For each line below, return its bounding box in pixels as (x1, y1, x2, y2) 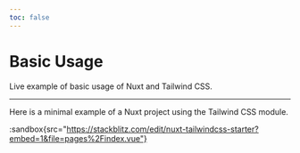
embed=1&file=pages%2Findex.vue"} (9, 133, 147, 143)
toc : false (9, 12, 50, 22)
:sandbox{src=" (9, 124, 67, 134)
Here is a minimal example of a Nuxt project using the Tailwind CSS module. (9, 106, 288, 117)
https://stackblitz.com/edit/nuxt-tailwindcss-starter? (66, 124, 259, 134)
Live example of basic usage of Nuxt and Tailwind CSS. (9, 81, 212, 92)
